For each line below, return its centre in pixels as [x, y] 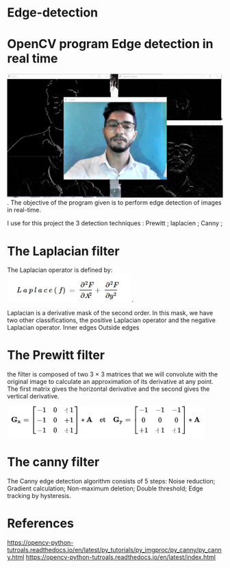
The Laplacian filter [63, 251]
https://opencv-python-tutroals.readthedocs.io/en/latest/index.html [121, 557]
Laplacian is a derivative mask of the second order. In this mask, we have [110, 313]
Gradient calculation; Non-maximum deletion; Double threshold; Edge [105, 488]
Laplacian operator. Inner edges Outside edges [73, 328]
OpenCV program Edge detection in [110, 44]
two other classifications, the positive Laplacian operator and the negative [111, 320]
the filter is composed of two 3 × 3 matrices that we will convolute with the [112, 374]
